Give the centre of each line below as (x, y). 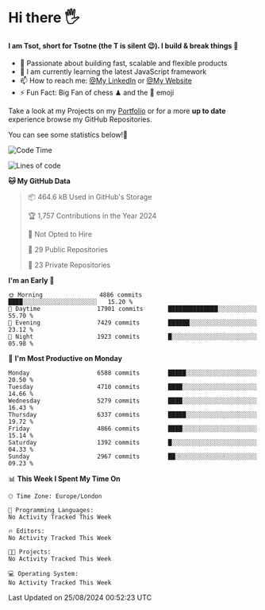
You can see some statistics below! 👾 (68, 135)
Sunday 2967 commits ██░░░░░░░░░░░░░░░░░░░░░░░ (133, 457)
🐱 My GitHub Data (40, 181)
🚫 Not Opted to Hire (60, 235)
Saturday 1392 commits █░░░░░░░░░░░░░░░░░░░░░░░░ (133, 443)
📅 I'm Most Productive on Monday (65, 359)
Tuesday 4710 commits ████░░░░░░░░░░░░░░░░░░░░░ (133, 387)
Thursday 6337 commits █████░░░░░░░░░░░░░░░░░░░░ (133, 415)
